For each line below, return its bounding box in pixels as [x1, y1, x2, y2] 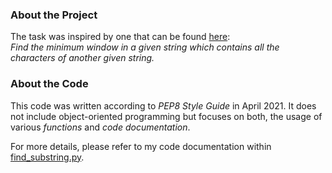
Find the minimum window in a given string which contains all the [10, 41, 280, 53]
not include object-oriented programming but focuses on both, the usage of [10, 110, 323, 122]
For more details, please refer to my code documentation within [10, 140, 272, 152]
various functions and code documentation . [10, 121, 191, 133]
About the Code [10, 77, 89, 91]
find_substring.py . [10, 151, 85, 163]
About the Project [10, 8, 98, 22]
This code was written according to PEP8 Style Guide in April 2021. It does [10, 99, 317, 112]
